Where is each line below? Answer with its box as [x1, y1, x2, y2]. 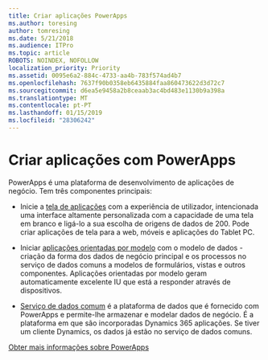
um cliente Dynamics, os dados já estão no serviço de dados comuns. [19, 326, 253, 336]
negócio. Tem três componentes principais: [8, 186, 153, 195]
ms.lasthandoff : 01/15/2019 [8, 109, 103, 117]
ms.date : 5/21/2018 [8, 34, 74, 43]
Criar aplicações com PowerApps [8, 151, 236, 170]
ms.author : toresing [8, 19, 78, 27]
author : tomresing [8, 27, 70, 35]
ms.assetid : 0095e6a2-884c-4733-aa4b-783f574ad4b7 [8, 72, 182, 80]
